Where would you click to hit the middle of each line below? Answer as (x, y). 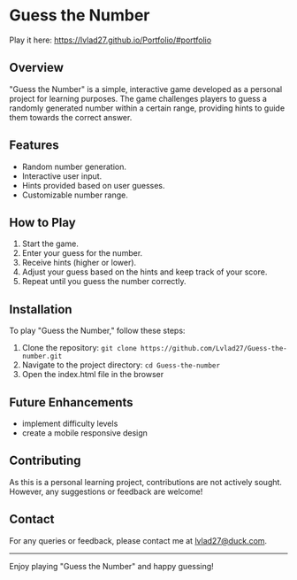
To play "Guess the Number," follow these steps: (97, 331)
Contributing (45, 461)
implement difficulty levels (70, 423)
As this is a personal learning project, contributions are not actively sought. (146, 482)
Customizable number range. (75, 195)
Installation (41, 309)
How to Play (43, 222)
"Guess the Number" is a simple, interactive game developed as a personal (146, 89)
